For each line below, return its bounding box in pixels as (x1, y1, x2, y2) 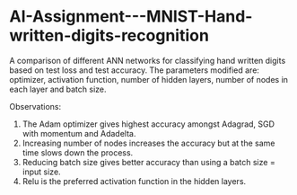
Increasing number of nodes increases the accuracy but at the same (22, 137, 275, 148)
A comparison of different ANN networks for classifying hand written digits (9, 55, 286, 66)
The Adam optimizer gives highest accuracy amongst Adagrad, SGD (22, 119, 275, 129)
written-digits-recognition (9, 25, 209, 46)
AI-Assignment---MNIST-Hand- (9, 6, 253, 27)
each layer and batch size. (9, 84, 107, 94)
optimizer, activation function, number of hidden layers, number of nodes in (9, 74, 289, 84)
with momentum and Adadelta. (22, 128, 136, 138)
